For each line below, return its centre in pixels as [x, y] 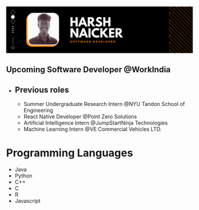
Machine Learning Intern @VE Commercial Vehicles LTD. [92, 129]
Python [23, 176]
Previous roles [42, 90]
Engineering [38, 111]
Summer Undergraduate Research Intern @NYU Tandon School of [104, 104]
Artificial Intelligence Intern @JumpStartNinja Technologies [96, 123]
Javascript [28, 201]
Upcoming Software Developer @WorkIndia [88, 70]
